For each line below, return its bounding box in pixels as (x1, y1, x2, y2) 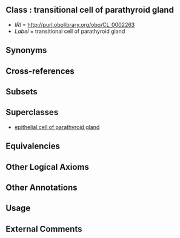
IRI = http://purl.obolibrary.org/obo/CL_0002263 (14, 21, 135, 28)
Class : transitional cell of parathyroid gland (5, 5, 174, 15)
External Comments (5, 223, 82, 234)
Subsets (5, 86, 38, 97)
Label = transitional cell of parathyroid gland (14, 27, 125, 35)
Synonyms (5, 45, 47, 55)
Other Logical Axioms (5, 161, 89, 172)
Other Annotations (5, 182, 78, 192)
